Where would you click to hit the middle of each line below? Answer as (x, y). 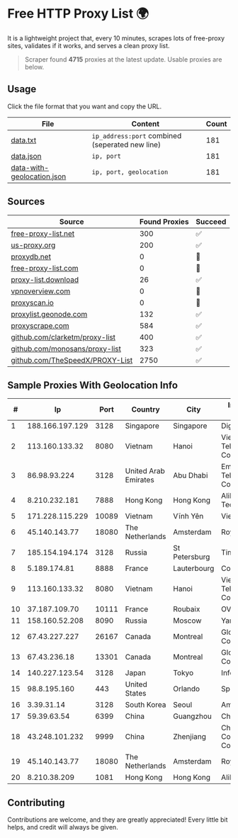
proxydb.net (31, 256)
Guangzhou (193, 716)
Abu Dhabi (191, 475)
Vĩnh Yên (188, 516)
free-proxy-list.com (45, 268)
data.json (26, 156)
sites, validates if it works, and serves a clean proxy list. (89, 45)
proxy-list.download (45, 279)
